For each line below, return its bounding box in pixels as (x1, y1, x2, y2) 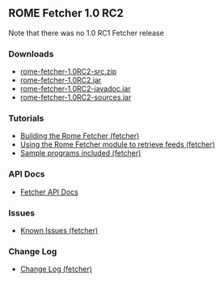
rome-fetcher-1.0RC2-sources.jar (19, 92, 132, 102)
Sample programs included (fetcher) (19, 148, 142, 158)
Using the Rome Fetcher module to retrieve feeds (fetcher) (19, 139, 216, 149)
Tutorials (8, 113, 44, 124)
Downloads (8, 48, 54, 59)
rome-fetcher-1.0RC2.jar (19, 75, 102, 85)
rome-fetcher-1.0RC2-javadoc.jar (19, 84, 131, 94)
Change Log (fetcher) (19, 264, 93, 274)
